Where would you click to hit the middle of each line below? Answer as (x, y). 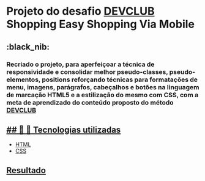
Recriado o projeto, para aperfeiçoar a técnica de (80, 64)
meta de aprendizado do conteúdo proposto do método (90, 102)
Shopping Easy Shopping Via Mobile (100, 24)
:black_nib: (28, 47)
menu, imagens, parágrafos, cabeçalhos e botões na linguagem (103, 87)
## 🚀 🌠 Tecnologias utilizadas (64, 130)
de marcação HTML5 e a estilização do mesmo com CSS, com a (102, 95)
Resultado (26, 170)
